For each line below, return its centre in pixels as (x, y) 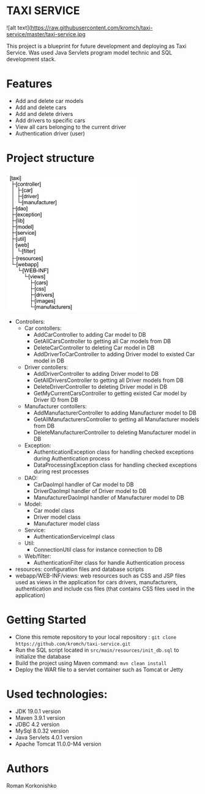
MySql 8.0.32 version (42, 731)
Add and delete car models (49, 101)
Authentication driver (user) (50, 133)
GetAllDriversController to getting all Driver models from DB (108, 380)
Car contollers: (43, 328)
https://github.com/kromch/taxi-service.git (73, 644)
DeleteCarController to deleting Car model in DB (94, 348)
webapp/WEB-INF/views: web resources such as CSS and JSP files (100, 575)
